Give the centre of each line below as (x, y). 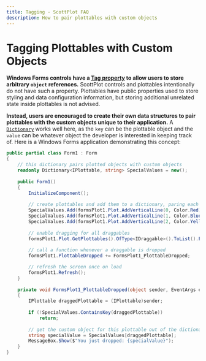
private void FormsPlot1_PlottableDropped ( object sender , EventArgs (107, 290)
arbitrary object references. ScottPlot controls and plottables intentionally (101, 85)
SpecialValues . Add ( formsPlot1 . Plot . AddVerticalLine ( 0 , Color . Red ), (116, 210)
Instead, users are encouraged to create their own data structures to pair (101, 116)
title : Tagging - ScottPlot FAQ (48, 12)
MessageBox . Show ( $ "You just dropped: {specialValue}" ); (101, 341)
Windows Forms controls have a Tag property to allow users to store (95, 78)
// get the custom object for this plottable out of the (102, 329)
